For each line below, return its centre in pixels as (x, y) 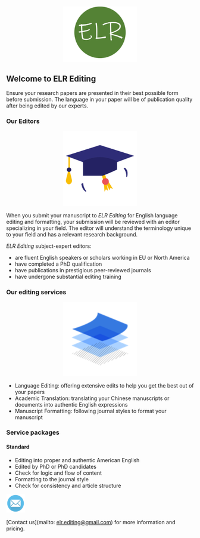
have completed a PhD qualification (58, 264)
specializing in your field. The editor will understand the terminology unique (99, 228)
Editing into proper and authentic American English (77, 460)
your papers (30, 392)
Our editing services (36, 292)
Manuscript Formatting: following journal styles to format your (90, 411)
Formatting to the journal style (52, 479)
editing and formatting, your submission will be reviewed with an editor (93, 222)
